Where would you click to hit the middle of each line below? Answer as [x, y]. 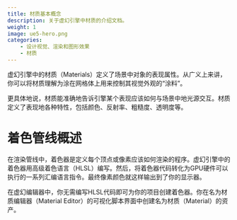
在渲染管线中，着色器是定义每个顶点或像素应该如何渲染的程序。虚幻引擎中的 [119, 159]
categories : [25, 40]
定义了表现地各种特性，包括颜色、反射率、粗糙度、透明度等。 [97, 107]
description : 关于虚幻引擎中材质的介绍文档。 [68, 21]
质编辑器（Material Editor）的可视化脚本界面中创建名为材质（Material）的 [115, 201]
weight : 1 [22, 27]
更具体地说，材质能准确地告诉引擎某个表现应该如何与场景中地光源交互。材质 [119, 98]
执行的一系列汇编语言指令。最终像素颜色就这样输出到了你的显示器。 [106, 177]
